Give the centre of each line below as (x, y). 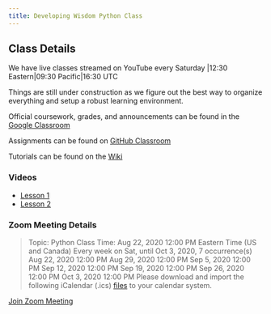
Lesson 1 (35, 195)
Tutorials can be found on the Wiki (66, 157)
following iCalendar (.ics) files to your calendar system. (120, 286)
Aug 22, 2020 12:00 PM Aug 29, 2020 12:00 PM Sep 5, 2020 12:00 (139, 260)
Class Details (42, 49)
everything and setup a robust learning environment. (96, 101)
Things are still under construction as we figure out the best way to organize (135, 92)
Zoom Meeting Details (53, 225)
